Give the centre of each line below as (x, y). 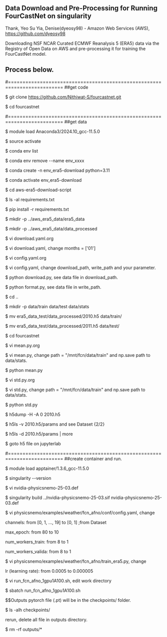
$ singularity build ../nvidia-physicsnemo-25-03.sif (57, 497)
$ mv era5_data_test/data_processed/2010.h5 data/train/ (63, 316)
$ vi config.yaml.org (26, 258)
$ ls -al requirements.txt (30, 199)
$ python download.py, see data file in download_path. (62, 277)
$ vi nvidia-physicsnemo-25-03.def (42, 488)
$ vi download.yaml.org (29, 238)
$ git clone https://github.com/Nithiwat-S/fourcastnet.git (63, 97)
